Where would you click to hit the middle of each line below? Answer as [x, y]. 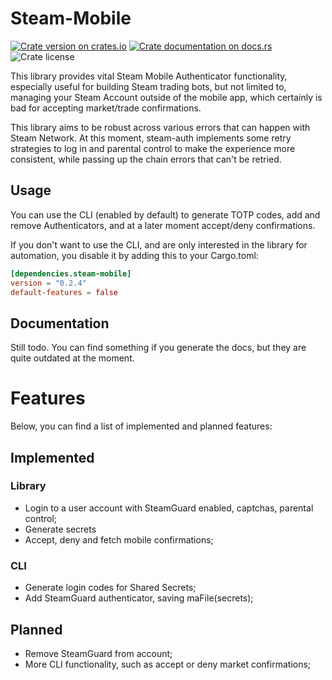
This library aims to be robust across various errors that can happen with [160, 127]
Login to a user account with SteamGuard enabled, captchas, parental [169, 508]
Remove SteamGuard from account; [98, 653]
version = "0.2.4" [48, 283]
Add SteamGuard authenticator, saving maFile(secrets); [139, 598]
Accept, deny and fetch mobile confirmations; [119, 539]
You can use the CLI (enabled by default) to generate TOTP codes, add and [165, 214]
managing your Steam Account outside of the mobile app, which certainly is [166, 97]
